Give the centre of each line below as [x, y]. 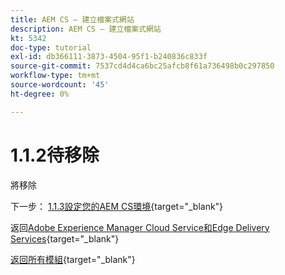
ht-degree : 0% [40, 94]
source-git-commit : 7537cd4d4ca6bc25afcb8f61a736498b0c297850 [142, 66]
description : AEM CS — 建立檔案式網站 [86, 29]
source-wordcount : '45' [60, 85]
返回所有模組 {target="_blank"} [73, 259]
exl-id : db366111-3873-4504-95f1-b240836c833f [109, 57]
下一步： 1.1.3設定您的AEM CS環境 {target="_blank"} [117, 206]
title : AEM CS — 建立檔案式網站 [72, 19]
